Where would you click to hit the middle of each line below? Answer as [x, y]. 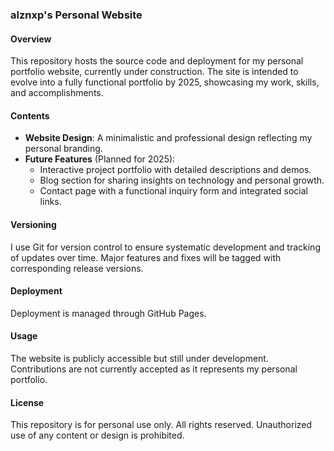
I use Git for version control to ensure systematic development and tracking [165, 247]
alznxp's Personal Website [76, 15]
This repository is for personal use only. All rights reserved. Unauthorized [161, 425]
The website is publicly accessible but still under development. [139, 358]
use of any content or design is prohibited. [97, 435]
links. [50, 202]
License [27, 402]
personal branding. [63, 149]
